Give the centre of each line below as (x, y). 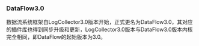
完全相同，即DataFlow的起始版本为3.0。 (56, 37)
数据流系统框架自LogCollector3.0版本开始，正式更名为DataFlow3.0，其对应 (99, 22)
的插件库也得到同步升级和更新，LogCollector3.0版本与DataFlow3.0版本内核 (99, 30)
